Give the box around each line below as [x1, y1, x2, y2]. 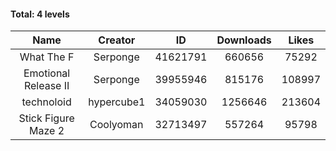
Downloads [216, 33, 272, 47]
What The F [19, 50, 75, 64]
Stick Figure [18, 111, 75, 125]
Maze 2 [29, 124, 65, 138]
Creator [98, 33, 136, 47]
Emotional [23, 66, 71, 80]
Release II [23, 79, 70, 93]
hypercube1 [88, 95, 146, 109]
